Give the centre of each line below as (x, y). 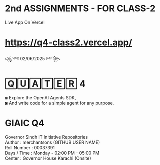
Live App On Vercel (25, 22)
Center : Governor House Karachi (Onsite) (48, 158)
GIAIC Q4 (25, 123)
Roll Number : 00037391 (30, 147)
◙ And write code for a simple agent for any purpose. (60, 103)
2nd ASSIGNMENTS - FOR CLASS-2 (80, 9)
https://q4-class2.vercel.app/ (69, 43)
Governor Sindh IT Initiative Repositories (47, 137)
